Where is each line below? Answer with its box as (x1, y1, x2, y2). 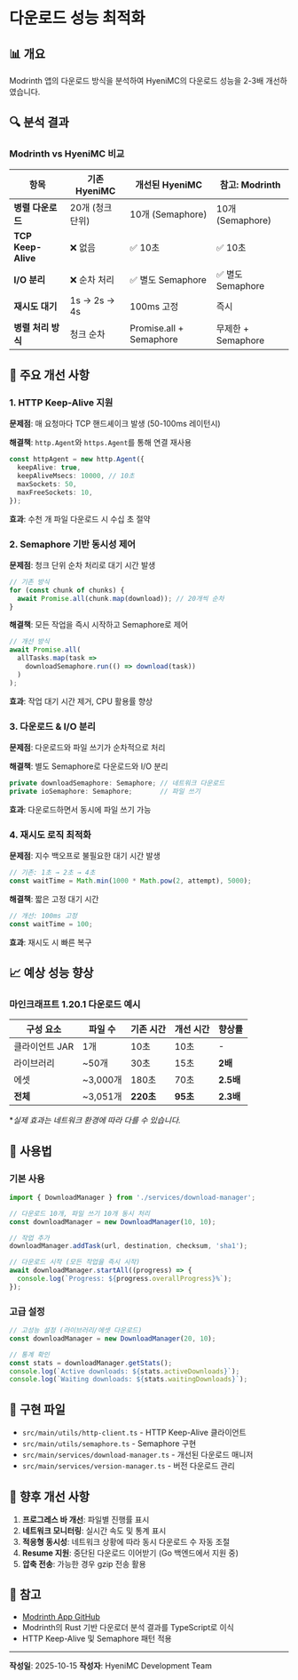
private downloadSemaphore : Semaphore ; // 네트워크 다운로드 (9, 779, 225, 788)
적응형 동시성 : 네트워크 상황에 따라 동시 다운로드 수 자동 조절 (21, 1536, 231, 1547)
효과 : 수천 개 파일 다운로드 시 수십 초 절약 (9, 513, 151, 524)
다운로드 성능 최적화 (9, 8, 146, 28)
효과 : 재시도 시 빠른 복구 (9, 937, 92, 948)
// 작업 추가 (9, 1233, 51, 1243)
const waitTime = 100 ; (9, 919, 93, 929)
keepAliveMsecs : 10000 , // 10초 (17, 472, 135, 481)
